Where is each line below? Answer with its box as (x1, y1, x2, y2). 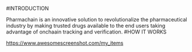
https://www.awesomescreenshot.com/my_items (6, 40, 124, 46)
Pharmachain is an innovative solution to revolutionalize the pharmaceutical (6, 16, 187, 23)
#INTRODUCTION (6, 5, 49, 12)
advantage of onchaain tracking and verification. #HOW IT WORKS (6, 28, 167, 35)
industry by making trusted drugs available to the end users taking (6, 23, 166, 29)
